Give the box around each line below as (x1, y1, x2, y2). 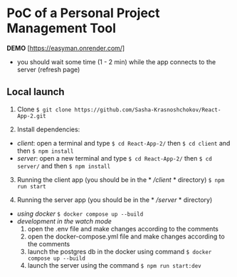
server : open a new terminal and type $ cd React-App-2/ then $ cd (16, 153, 213, 162)
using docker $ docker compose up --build (16, 209, 144, 218)
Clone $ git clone (16, 105, 72, 114)
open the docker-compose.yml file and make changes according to (27, 232, 225, 241)
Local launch (6, 86, 65, 98)
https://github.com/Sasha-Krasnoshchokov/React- (74, 106, 221, 114)
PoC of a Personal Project (6, 5, 161, 21)
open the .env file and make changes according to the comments (27, 224, 218, 233)
